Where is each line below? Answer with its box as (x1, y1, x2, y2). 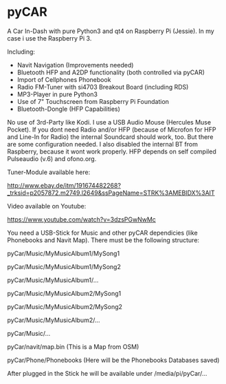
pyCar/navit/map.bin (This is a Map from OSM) (7, 342, 139, 351)
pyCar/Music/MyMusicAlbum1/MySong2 (7, 262, 122, 270)
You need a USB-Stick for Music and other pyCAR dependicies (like (7, 228, 198, 237)
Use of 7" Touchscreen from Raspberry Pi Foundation (16, 97, 170, 105)
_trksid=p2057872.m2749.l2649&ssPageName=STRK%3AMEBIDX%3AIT (7, 189, 215, 197)
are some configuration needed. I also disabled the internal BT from (7, 140, 198, 148)
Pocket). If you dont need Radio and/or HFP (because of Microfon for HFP (7, 125, 216, 134)
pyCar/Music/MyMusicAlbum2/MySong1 (7, 289, 122, 297)
